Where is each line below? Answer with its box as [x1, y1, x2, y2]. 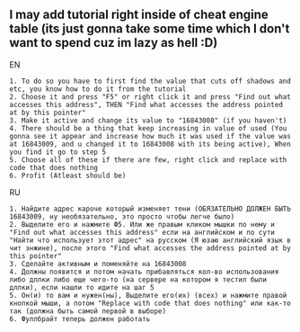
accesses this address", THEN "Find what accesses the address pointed [9, 100, 283, 109]
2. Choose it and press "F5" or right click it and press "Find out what [9, 92, 292, 102]
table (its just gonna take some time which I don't [9, 22, 290, 37]
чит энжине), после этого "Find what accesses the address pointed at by [9, 243, 292, 253]
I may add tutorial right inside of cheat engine [9, 7, 269, 22]
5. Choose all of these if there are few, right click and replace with [9, 155, 287, 165]
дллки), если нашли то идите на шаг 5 [9, 283, 154, 292]
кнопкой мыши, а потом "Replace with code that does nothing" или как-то [9, 299, 292, 308]
